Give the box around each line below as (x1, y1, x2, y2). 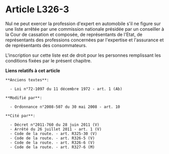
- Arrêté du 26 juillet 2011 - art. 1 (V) (10, 126, 102, 131)
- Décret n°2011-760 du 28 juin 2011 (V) (10, 122, 100, 127)
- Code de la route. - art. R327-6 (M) (10, 144, 95, 149)
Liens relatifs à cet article (5, 68, 60, 74)
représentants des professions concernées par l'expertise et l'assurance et (5, 37, 164, 43)
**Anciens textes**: (5, 77, 50, 82)
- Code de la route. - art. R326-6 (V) (10, 140, 95, 145)
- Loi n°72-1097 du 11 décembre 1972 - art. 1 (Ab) (10, 86, 123, 92)
